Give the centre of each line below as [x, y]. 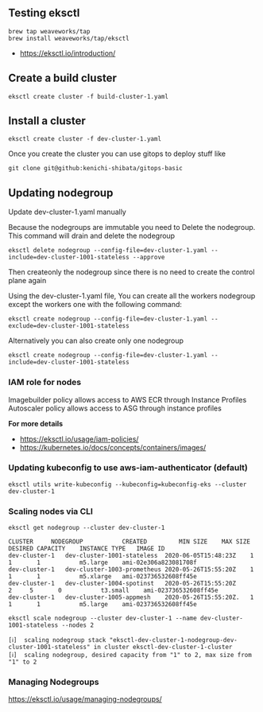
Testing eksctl [44, 13]
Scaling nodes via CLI [51, 511]
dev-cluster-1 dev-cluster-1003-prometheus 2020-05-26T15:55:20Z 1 [131, 570]
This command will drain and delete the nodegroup [92, 236]
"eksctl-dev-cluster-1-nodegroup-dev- [174, 640]
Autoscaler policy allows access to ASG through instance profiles [115, 408]
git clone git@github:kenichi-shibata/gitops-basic [95, 169]
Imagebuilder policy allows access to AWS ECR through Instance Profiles [128, 399]
